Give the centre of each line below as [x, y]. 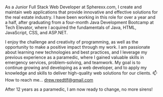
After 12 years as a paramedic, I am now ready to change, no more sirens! [79, 89]
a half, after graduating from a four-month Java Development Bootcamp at [80, 22]
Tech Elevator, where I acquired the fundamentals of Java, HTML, [71, 28]
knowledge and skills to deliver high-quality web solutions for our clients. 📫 [81, 73]
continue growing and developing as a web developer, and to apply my [76, 68]
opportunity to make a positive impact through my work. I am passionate [78, 47]
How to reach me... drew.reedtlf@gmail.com [49, 80]
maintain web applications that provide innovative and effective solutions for [81, 12]
